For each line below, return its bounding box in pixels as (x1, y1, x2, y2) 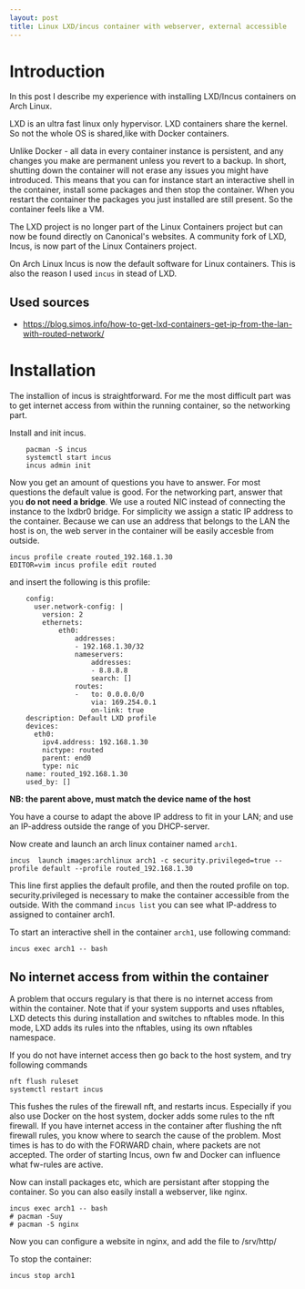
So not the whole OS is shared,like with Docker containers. (9, 128, 229, 139)
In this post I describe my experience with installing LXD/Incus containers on (9, 91, 297, 102)
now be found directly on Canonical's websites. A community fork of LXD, (9, 231, 287, 242)
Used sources (9, 294, 90, 310)
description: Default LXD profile (25, 714, 157, 723)
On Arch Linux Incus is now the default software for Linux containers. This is (9, 259, 296, 270)
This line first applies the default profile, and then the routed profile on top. (9, 880, 290, 891)
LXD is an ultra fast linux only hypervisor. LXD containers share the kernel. (9, 118, 289, 129)
